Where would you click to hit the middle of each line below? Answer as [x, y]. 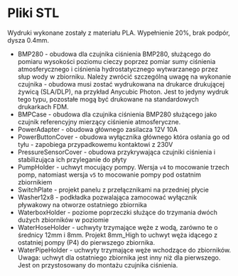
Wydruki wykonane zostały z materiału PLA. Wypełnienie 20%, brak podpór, [119, 33]
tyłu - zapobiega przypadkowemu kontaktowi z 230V [95, 144]
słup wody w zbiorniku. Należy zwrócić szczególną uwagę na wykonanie [124, 77]
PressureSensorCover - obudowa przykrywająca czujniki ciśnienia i [116, 152]
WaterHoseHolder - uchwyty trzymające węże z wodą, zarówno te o [118, 227]
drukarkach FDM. [43, 106]
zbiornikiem [35, 182]
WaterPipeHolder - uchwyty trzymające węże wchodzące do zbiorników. [124, 250]
